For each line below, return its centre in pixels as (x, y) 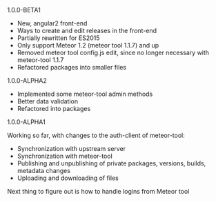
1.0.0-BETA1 (24, 10)
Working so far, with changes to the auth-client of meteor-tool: (96, 135)
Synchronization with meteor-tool (65, 156)
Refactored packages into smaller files (71, 67)
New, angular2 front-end (52, 23)
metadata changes (44, 171)
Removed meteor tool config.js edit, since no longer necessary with (113, 52)
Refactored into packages (54, 109)
